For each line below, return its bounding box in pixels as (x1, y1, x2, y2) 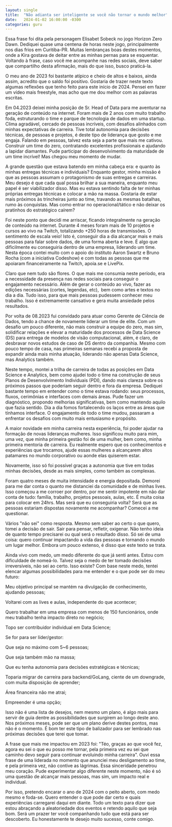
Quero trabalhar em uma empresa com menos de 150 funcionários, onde (5, 609, 159, 615)
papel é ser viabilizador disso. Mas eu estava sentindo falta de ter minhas (5, 185, 160, 192)
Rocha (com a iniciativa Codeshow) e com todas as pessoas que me (5, 255, 149, 261)
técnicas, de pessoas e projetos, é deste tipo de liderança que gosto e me (5, 132, 162, 138)
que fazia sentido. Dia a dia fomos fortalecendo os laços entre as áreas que (5, 405, 165, 411)
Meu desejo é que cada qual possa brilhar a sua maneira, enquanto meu (5, 180, 158, 186)
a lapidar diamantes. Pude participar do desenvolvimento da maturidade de (5, 148, 164, 154)
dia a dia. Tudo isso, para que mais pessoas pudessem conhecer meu (5, 292, 153, 299)
